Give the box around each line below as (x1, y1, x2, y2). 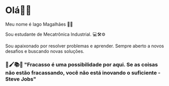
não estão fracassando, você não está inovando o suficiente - (5, 69, 161, 76)
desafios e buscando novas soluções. (5, 48, 85, 54)
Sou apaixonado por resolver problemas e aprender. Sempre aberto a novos (5, 43, 164, 49)
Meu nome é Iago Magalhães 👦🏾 (5, 21, 74, 27)
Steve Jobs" (5, 75, 37, 82)
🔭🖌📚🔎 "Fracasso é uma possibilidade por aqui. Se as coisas (5, 61, 158, 68)
